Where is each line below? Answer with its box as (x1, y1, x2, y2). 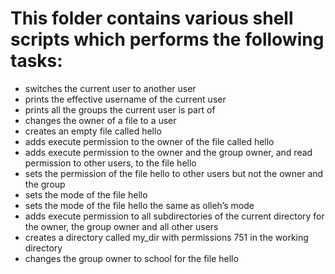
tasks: (10, 50, 63, 72)
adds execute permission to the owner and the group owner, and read (24, 146, 313, 158)
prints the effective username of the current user (24, 93, 227, 105)
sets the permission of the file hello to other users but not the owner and (24, 167, 324, 179)
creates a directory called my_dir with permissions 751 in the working (24, 231, 309, 243)
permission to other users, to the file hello (24, 157, 197, 169)
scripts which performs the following (10, 28, 325, 51)
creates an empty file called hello (24, 125, 162, 137)
